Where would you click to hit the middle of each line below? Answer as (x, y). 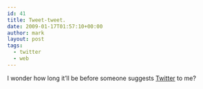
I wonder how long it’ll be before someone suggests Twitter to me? (101, 78)
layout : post (26, 39)
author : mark (26, 33)
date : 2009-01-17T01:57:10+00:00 (55, 26)
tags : (15, 46)
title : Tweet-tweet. (37, 20)
